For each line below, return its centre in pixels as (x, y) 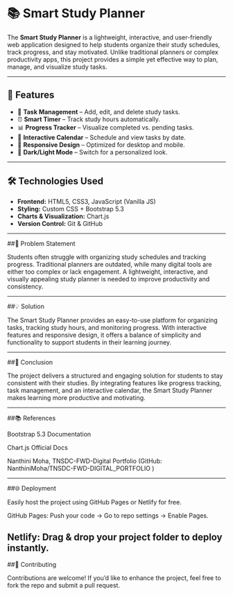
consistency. (25, 286)
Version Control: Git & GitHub (60, 223)
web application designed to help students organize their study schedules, (114, 44)
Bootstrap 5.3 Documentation (49, 434)
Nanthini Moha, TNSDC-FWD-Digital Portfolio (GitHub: (85, 461)
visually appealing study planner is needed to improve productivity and (109, 279)
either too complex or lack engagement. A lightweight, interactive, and (107, 272)
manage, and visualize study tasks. (57, 67)
